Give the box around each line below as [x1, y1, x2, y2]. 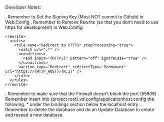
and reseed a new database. [5, 112, 64, 118]
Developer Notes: [5, 4, 41, 10]
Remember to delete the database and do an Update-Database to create [5, 107, 154, 113]
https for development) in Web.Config [5, 24, 83, 30]
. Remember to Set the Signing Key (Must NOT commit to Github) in [5, 14, 144, 19]
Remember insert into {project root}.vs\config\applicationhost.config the [5, 96, 154, 102]
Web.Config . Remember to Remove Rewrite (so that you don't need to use [5, 19, 159, 25]
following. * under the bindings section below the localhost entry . [5, 102, 141, 107]
